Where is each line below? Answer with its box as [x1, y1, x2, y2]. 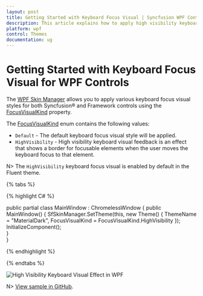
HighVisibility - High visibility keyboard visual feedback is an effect [14, 138, 187, 145]
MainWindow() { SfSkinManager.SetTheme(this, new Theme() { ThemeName [6, 210, 197, 218]
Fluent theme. [6, 169, 41, 176]
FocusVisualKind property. [6, 108, 72, 115]
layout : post [6, 8, 39, 15]
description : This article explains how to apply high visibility [6, 20, 177, 26]
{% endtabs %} [6, 259, 45, 266]
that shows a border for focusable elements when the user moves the [14, 144, 188, 151]
